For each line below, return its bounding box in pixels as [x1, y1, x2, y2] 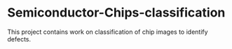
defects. [7, 35, 32, 43]
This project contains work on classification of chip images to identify [7, 28, 208, 36]
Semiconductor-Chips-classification [7, 5, 226, 21]
